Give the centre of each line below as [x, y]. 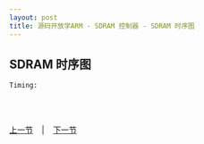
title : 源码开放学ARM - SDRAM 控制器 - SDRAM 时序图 [102, 26]
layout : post [34, 17]
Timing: [24, 86]
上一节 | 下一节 [43, 130]
